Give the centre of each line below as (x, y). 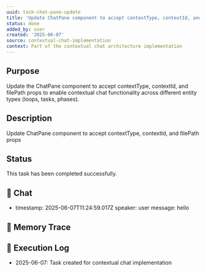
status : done (23, 23)
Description (29, 118)
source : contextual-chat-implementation (59, 41)
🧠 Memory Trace (39, 227)
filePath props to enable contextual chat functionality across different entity (102, 92)
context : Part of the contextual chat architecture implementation (94, 47)
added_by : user (26, 29)
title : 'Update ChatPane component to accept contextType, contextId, (98, 18)
